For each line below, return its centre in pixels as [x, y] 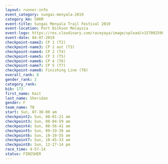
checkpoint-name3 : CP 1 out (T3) [40, 47]
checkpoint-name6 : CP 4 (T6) [35, 61]
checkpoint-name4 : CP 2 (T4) [35, 51]
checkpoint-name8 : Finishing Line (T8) [47, 70]
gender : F [15, 103]
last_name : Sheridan [27, 98]
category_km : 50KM [24, 19]
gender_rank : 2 [21, 79]
